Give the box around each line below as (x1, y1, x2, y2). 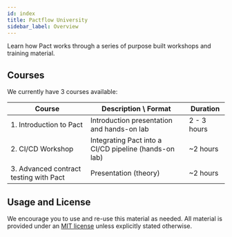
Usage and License (7, 196, 91, 208)
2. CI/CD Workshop (10, 144, 74, 154)
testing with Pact (10, 173, 66, 182)
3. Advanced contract (10, 164, 81, 173)
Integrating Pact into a (90, 135, 162, 145)
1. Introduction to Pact (10, 120, 83, 130)
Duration (191, 104, 220, 114)
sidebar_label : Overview (7, 23, 79, 30)
